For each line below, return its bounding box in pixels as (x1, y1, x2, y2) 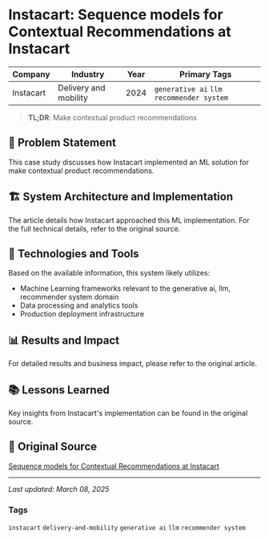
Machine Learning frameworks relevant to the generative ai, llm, (19, 284, 231, 293)
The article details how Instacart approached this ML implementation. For (8, 215, 250, 225)
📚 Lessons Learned (8, 383, 110, 397)
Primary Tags (179, 68, 232, 79)
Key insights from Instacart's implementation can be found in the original (8, 409, 248, 417)
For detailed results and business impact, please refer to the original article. (8, 359, 258, 369)
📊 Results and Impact (8, 333, 120, 347)
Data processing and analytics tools (19, 300, 139, 310)
